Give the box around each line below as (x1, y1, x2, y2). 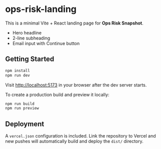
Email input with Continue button (12, 40, 80, 46)
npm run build (5, 101, 35, 106)
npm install (5, 68, 30, 73)
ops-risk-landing (5, 3, 76, 15)
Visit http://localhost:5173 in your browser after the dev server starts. (5, 81, 147, 88)
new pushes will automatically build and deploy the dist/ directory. (5, 138, 143, 144)
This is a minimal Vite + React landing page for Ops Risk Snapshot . (5, 20, 143, 26)
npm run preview (5, 106, 39, 111)
